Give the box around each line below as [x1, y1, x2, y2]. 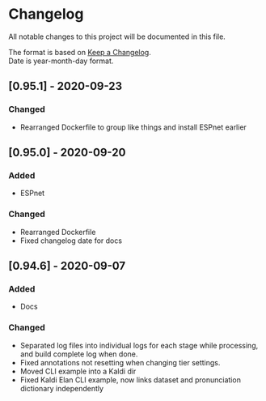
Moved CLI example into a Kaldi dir [19, 366, 137, 376]
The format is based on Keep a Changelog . [8, 47, 151, 57]
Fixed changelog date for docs [19, 236, 123, 245]
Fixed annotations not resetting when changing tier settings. [19, 357, 221, 367]
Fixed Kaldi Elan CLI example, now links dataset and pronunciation [19, 374, 241, 385]
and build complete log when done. [19, 349, 138, 359]
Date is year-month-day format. [8, 56, 114, 66]
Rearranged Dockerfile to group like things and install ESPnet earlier [19, 122, 247, 132]
